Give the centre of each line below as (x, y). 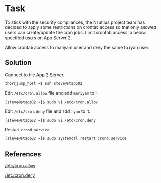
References (23, 154)
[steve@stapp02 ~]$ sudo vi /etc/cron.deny (50, 120)
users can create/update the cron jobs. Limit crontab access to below (76, 32)
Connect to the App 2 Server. (35, 75)
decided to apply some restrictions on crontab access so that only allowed (81, 27)
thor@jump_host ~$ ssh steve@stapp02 (44, 83)
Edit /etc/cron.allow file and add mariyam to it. (52, 93)
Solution (18, 63)
